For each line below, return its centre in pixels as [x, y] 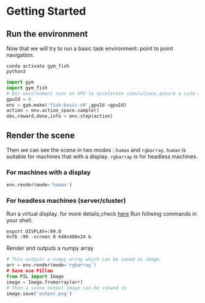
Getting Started [46, 11]
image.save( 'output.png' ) [39, 294]
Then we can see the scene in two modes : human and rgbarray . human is [96, 150]
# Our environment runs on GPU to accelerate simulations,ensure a [94, 93]
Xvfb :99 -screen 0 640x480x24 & [49, 237]
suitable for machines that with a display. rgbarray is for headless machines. [102, 156]
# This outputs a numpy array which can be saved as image [83, 260]
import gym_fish [27, 88]
